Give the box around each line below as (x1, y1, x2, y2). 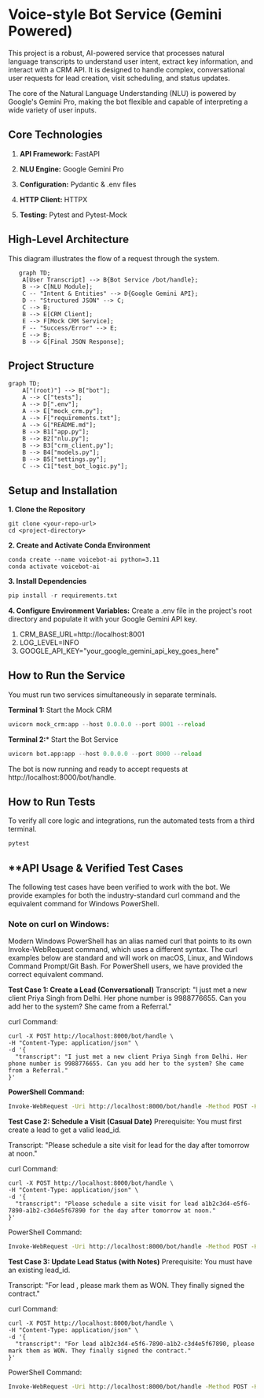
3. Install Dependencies (8, 577, 87, 586)
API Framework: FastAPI (19, 149, 101, 158)
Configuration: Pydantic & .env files (19, 179, 137, 189)
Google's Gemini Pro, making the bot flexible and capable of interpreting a (8, 97, 248, 106)
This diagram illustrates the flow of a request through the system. (8, 253, 220, 263)
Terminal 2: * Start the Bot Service (8, 734, 119, 744)
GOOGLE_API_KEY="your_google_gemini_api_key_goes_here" (19, 647, 219, 656)
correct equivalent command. (8, 970, 104, 979)
